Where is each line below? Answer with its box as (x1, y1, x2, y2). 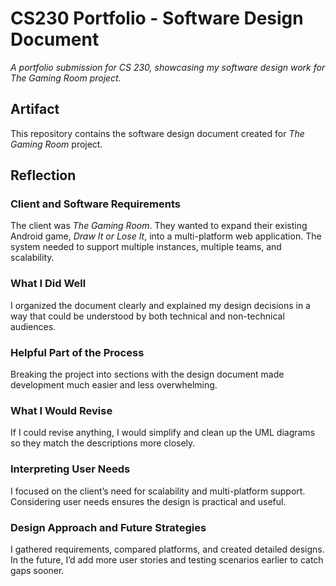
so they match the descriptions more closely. (10, 437, 196, 449)
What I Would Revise (10, 403, 113, 417)
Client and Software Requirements (10, 197, 181, 211)
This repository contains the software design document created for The (10, 127, 305, 139)
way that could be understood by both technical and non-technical (10, 310, 285, 322)
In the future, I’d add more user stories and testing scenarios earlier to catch (10, 553, 324, 566)
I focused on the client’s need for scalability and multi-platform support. (10, 485, 306, 497)
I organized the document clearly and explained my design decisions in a (10, 299, 311, 311)
